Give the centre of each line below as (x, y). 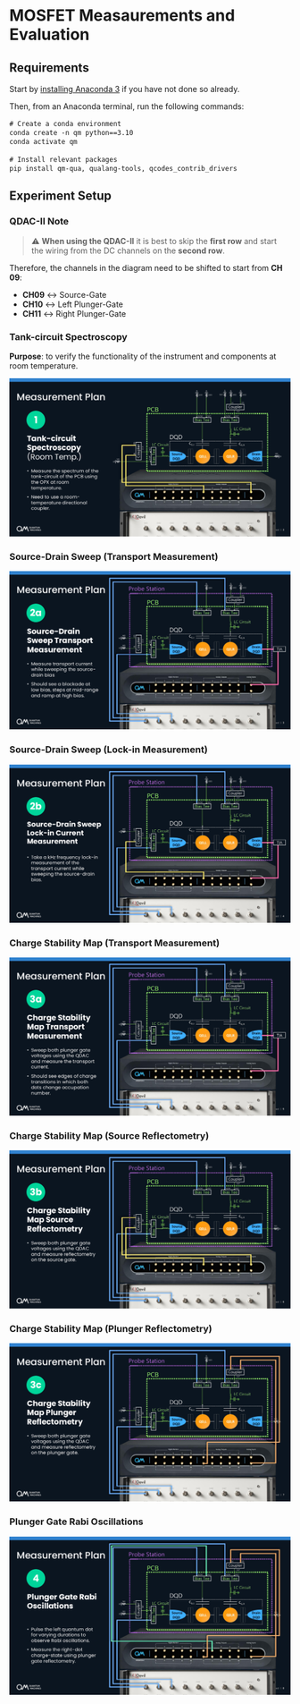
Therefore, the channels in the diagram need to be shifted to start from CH (146, 267)
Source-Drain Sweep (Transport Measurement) (114, 556)
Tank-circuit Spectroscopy (68, 336)
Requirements (49, 68)
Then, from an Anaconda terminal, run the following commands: (127, 106)
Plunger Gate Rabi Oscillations (77, 1522)
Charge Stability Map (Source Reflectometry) (109, 1135)
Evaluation (50, 34)
